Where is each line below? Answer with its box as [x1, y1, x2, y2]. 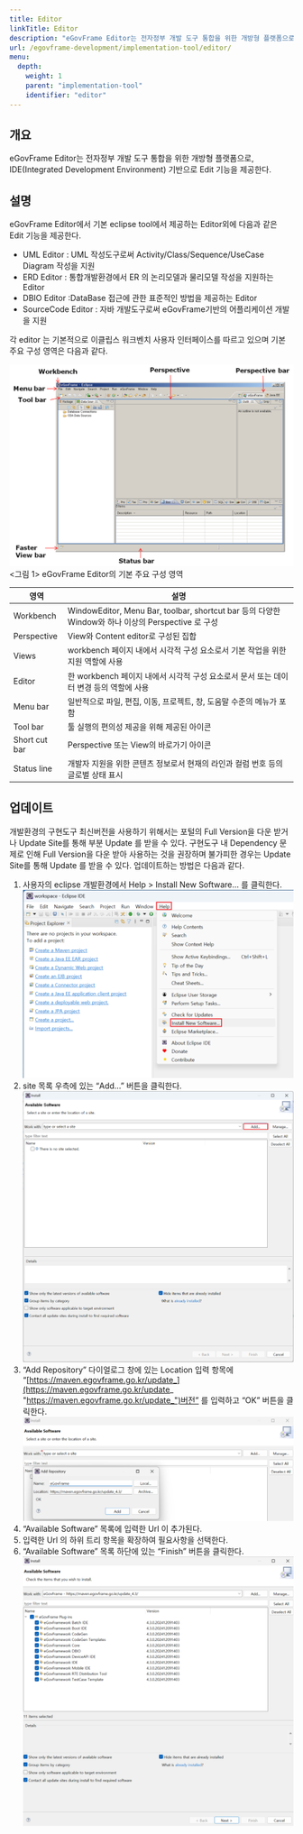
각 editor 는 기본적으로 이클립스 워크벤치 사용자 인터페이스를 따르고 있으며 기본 [9, 335, 286, 345]
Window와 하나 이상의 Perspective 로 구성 [67, 616, 218, 627]
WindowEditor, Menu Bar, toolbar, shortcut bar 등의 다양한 [67, 605, 281, 616]
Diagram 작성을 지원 [22, 261, 96, 271]
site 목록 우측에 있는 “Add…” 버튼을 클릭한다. [22, 1080, 182, 1091]
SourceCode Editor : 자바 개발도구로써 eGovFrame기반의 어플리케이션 [22, 304, 273, 315]
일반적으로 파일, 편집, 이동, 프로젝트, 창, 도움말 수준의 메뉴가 [67, 695, 278, 707]
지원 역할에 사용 [67, 656, 124, 667]
